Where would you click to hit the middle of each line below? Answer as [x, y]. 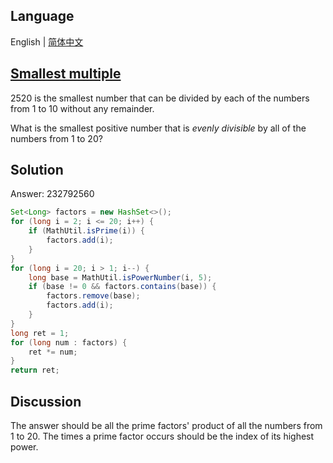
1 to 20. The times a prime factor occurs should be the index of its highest [162, 436]
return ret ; [35, 370]
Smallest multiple [66, 74]
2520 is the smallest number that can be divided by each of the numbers [160, 98]
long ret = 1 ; [40, 333]
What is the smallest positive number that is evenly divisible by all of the [158, 128]
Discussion [46, 401]
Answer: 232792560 [52, 194]
